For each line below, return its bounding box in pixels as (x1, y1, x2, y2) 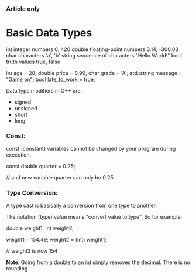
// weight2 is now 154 (6, 248, 58, 255)
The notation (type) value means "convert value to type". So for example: (6, 213, 183, 221)
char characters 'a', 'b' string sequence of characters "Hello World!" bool (6, 52, 183, 59)
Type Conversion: (6, 189, 58, 197)
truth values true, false (6, 58, 60, 65)
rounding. (6, 265, 29, 272)
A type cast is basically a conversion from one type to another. (6, 202, 157, 209)
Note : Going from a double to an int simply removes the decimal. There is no (6, 259, 190, 266)
